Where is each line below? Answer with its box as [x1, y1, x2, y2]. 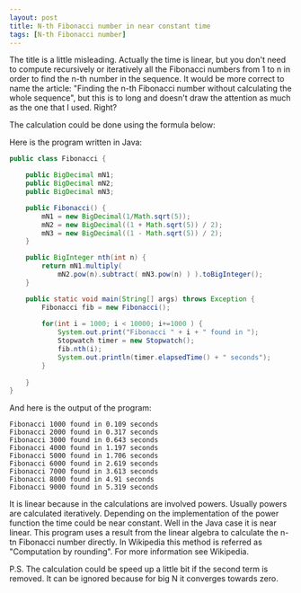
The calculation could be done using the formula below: [9, 119, 216, 130]
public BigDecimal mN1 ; [25, 171, 115, 180]
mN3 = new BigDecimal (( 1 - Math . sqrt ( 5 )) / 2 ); [41, 228, 223, 238]
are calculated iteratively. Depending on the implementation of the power [9, 509, 279, 519]
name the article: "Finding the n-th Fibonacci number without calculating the [9, 83, 292, 94]
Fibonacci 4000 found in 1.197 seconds [9, 444, 159, 453]
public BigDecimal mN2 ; [25, 179, 115, 189]
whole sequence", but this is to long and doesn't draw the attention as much [9, 93, 291, 103]
